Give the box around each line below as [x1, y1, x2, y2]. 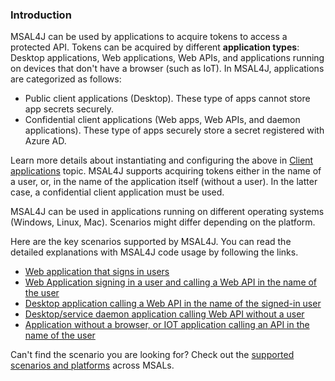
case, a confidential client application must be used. [10, 186, 225, 198]
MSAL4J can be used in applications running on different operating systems [10, 206, 325, 218]
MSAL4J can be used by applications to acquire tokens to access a [10, 31, 288, 43]
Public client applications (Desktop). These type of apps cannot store [24, 93, 311, 105]
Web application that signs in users [24, 266, 170, 278]
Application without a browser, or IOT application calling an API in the [24, 319, 310, 331]
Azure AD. [24, 135, 67, 147]
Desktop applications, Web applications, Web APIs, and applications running [10, 52, 325, 64]
